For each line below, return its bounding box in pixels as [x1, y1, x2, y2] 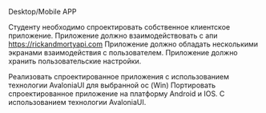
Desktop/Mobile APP [8, 7, 77, 16]
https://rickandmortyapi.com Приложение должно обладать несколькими [8, 39, 259, 49]
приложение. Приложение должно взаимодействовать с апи [8, 31, 218, 40]
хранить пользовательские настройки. [8, 56, 142, 66]
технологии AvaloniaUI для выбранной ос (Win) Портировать [8, 80, 216, 90]
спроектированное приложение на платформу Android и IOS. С [8, 89, 225, 99]
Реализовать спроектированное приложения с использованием [8, 72, 230, 81]
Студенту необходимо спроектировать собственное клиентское [8, 22, 231, 31]
